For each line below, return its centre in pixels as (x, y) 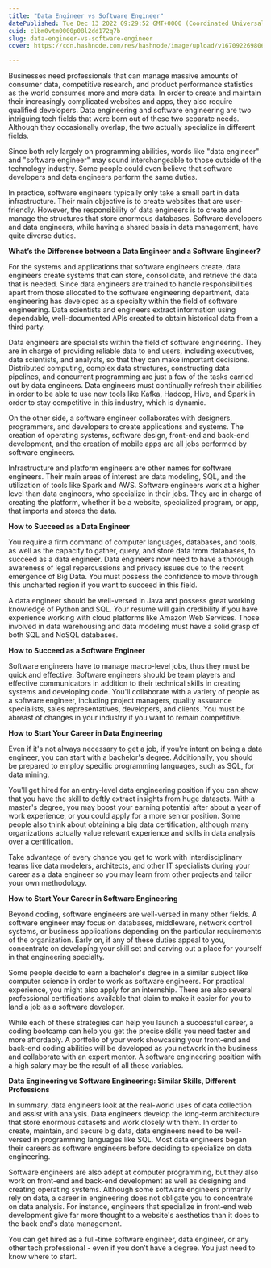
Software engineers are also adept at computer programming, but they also (133, 1172)
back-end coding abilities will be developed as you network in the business (133, 1049)
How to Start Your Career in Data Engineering (85, 733)
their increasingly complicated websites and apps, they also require (121, 102)
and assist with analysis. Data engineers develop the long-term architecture (134, 1114)
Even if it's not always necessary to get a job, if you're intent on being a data (135, 749)
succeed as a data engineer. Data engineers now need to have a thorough (131, 559)
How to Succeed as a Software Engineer (77, 651)
